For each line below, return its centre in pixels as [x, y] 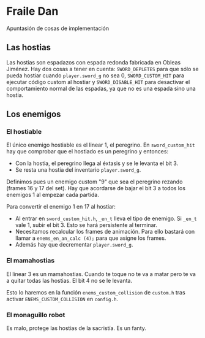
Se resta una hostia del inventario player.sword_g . [78, 170]
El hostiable [24, 132]
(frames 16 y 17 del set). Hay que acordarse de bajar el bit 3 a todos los [96, 188]
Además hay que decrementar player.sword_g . [74, 245]
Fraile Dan [32, 11]
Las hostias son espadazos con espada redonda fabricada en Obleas [94, 62]
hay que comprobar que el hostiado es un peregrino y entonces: [88, 152]
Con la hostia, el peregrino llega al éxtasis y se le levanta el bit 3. [97, 163]
